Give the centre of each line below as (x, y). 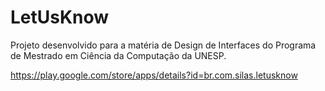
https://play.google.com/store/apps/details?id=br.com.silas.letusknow (154, 75)
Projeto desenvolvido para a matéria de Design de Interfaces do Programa (163, 45)
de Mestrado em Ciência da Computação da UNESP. (118, 55)
